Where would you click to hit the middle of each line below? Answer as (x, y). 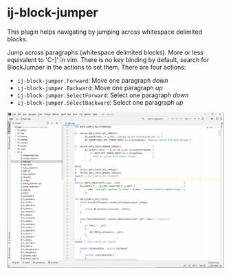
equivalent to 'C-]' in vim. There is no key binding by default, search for (108, 59)
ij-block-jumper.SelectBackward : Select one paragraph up (100, 102)
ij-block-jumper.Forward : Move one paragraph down (92, 80)
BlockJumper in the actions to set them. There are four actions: (97, 67)
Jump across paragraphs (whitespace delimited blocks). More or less (106, 52)
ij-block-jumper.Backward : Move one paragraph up (90, 88)
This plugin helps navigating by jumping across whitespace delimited (105, 32)
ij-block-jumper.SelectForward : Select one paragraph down (103, 95)
